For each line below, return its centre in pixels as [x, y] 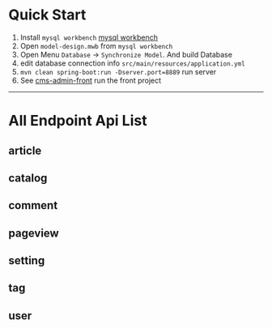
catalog [28, 178]
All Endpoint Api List [78, 121]
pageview [34, 233]
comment [33, 205]
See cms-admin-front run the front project [91, 80]
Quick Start [47, 15]
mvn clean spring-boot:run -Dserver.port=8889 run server [118, 71]
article [25, 150]
